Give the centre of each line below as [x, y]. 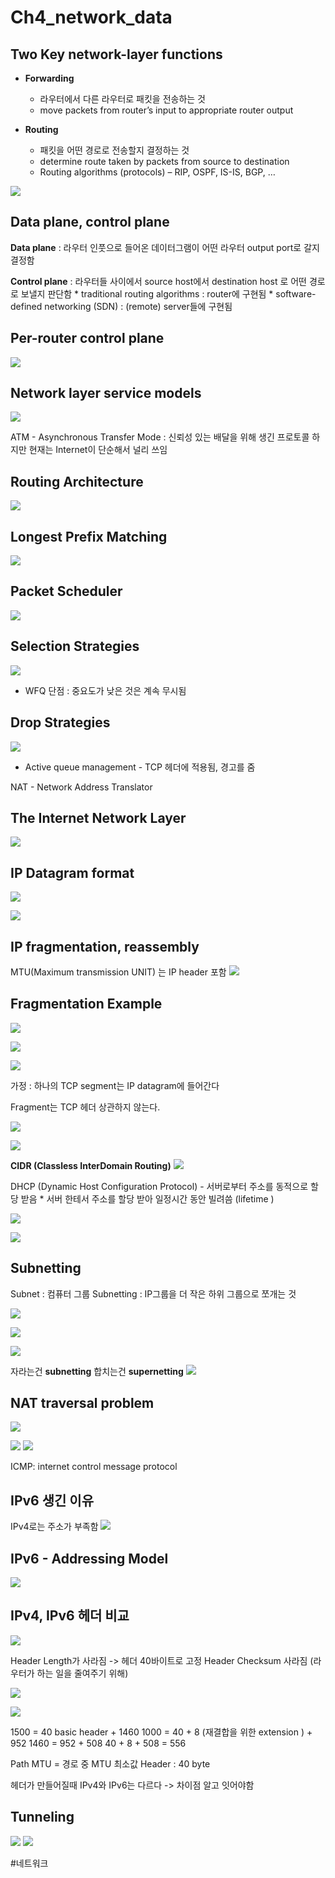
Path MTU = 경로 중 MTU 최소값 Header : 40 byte [110, 1763]
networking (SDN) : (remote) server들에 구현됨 [138, 306]
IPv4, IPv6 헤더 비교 [70, 1616]
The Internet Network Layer [98, 817]
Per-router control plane [87, 338]
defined [26, 306]
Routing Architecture [77, 481]
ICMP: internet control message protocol [94, 1467]
